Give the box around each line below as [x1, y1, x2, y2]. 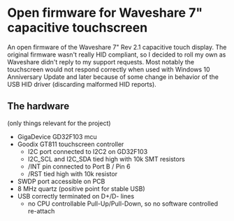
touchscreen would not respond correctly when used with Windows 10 [7, 65, 211, 73]
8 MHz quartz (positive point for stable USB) [17, 184, 145, 193]
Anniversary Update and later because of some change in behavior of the [7, 72, 219, 81]
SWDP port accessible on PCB [17, 177, 105, 185]
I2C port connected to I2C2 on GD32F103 [27, 147, 148, 155]
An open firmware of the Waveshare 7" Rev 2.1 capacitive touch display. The [7, 43, 227, 51]
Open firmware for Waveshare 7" [7, 5, 203, 21]
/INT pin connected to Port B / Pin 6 [27, 162, 131, 171]
